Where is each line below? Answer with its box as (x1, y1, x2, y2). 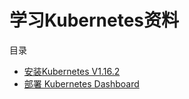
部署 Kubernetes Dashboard (23, 77, 140, 90)
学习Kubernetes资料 (9, 9, 180, 32)
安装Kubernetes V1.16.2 (23, 65, 121, 77)
